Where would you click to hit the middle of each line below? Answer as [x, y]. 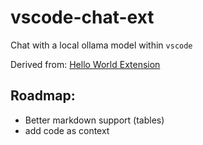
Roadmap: [43, 96]
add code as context [67, 130]
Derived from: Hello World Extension [85, 64]
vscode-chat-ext [82, 17]
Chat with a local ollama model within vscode [101, 45]
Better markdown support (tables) [94, 120]
